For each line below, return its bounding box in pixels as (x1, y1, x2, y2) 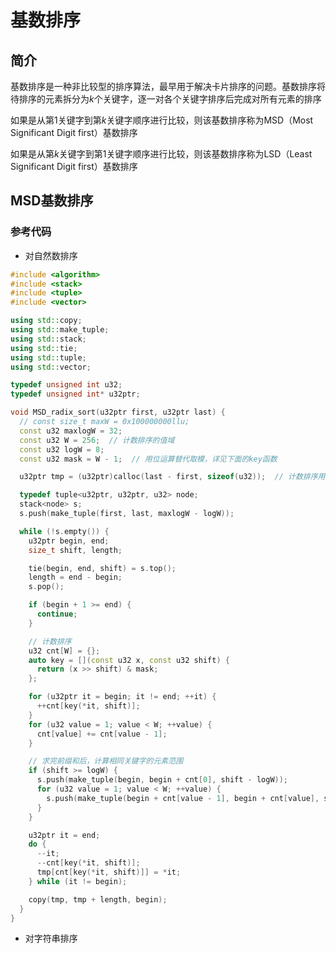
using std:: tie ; (10, 343, 78, 353)
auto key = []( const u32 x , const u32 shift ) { (28, 655, 230, 665)
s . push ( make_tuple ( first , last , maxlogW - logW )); (19, 509, 235, 519)
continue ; (36, 609, 78, 620)
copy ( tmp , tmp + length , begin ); (28, 894, 168, 905)
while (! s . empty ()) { (19, 526, 110, 536)
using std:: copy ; (10, 316, 83, 326)
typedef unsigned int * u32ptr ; (10, 389, 141, 400)
